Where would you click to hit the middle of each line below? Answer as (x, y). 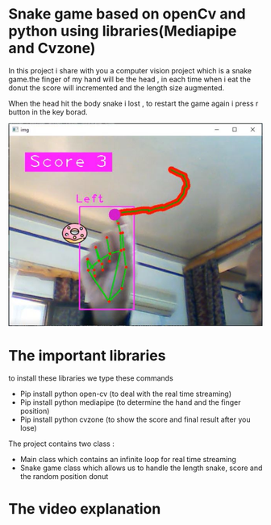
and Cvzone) (52, 48)
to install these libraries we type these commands (91, 378)
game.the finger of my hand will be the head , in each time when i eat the (130, 79)
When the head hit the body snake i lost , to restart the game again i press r (133, 103)
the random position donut (64, 476)
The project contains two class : (61, 444)
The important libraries (87, 355)
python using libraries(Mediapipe (123, 31)
